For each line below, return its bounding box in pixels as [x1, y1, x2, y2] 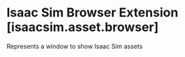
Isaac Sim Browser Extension [6, 5, 179, 21]
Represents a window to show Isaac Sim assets [6, 42, 143, 50]
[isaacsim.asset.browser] [6, 19, 159, 35]
